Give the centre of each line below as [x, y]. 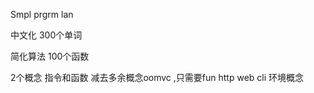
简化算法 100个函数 [50, 56]
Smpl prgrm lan [42, 14]
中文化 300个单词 [46, 35]
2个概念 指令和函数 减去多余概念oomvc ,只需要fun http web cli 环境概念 [157, 77]
